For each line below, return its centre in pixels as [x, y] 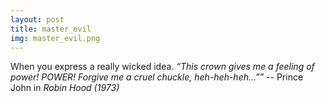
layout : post [37, 19]
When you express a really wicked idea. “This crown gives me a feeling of [162, 67]
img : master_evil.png [55, 38]
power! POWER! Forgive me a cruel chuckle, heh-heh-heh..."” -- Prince [157, 77]
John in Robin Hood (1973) [65, 88]
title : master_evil [51, 29]
